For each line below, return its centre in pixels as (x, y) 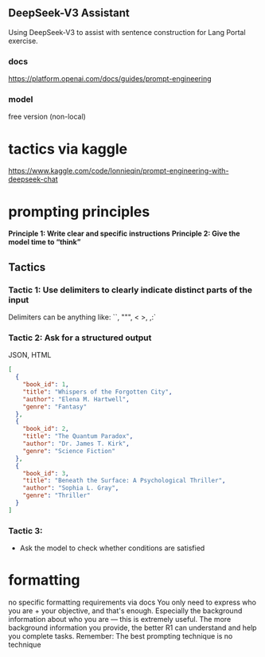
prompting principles (79, 211)
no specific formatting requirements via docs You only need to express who (132, 602)
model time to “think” (45, 242)
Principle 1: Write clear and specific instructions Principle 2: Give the (124, 233)
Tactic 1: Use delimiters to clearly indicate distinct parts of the (131, 290)
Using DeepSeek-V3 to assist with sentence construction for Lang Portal (127, 32)
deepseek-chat (33, 179)
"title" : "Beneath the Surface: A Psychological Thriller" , (124, 481)
